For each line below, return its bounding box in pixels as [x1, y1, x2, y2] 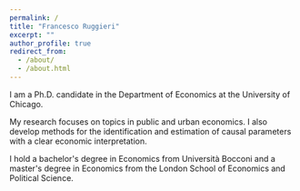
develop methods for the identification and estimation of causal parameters [9, 126, 292, 136]
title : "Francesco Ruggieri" [9, 22, 120, 31]
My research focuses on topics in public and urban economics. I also [9, 116, 268, 127]
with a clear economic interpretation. [9, 136, 147, 146]
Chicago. [9, 98, 44, 109]
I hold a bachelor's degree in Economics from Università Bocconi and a [9, 153, 275, 164]
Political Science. [9, 172, 75, 183]
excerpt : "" [9, 30, 55, 39]
